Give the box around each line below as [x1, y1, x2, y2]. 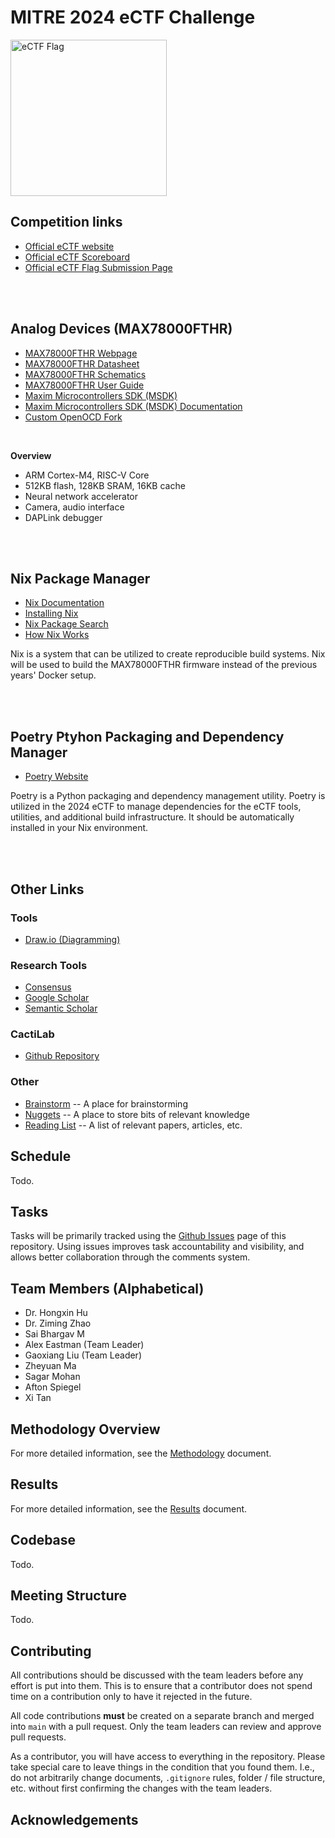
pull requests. [10, 1731, 67, 1743]
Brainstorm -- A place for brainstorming [24, 1097, 188, 1110]
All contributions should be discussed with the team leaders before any [10, 1669, 304, 1681]
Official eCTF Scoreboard [24, 251, 131, 263]
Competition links [10, 214, 123, 231]
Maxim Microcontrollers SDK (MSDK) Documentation [24, 400, 243, 412]
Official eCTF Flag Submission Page [24, 261, 173, 273]
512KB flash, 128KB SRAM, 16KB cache [24, 479, 186, 491]
